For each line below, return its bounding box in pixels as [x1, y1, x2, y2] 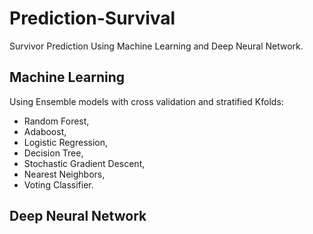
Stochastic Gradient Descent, [23, 157, 146, 169]
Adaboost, [23, 125, 67, 137]
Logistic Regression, [23, 136, 109, 148]
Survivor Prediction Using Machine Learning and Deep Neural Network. [9, 40, 304, 52]
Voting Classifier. [23, 178, 94, 191]
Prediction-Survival [9, 7, 176, 30]
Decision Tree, [23, 147, 84, 159]
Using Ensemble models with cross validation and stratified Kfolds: [9, 95, 284, 107]
